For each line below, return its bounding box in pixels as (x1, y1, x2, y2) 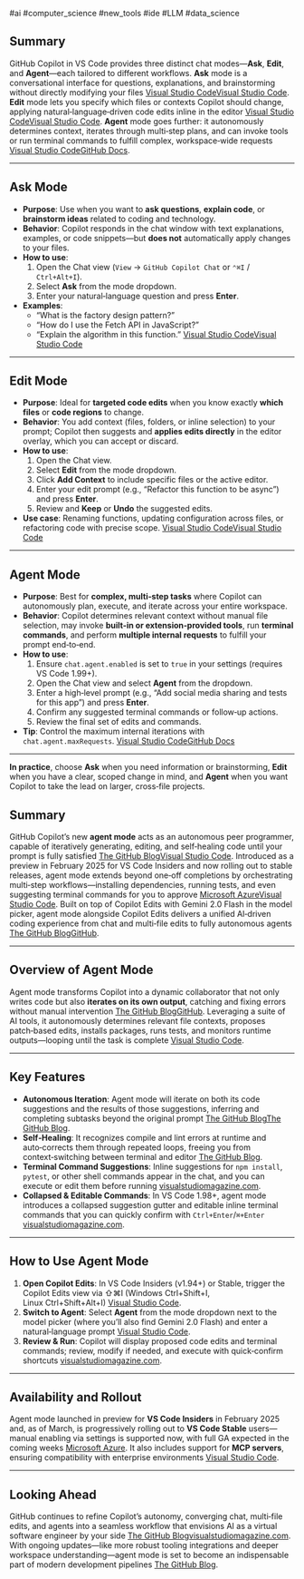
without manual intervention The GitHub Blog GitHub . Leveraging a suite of (9, 1006, 286, 1017)
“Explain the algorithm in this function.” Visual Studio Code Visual (35, 328, 277, 339)
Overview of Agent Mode (9, 962, 154, 978)
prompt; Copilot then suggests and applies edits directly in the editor (22, 426, 282, 437)
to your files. (22, 242, 70, 253)
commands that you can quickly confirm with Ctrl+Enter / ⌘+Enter (22, 1209, 265, 1220)
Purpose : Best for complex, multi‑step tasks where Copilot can (22, 591, 262, 602)
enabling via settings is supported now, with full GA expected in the (38, 1433, 290, 1444)
